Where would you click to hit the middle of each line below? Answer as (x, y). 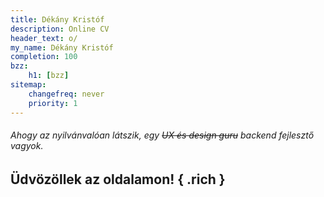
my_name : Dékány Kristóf (62, 47)
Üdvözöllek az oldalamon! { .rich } (118, 179)
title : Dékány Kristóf (57, 19)
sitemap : (28, 85)
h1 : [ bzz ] (49, 76)
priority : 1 (53, 103)
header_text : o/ (44, 38)
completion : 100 (44, 57)
